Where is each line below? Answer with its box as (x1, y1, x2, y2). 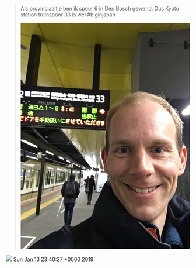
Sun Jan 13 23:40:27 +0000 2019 (13, 256, 94, 263)
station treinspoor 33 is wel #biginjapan (20, 11, 116, 18)
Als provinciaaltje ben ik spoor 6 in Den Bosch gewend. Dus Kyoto (20, 5, 180, 12)
